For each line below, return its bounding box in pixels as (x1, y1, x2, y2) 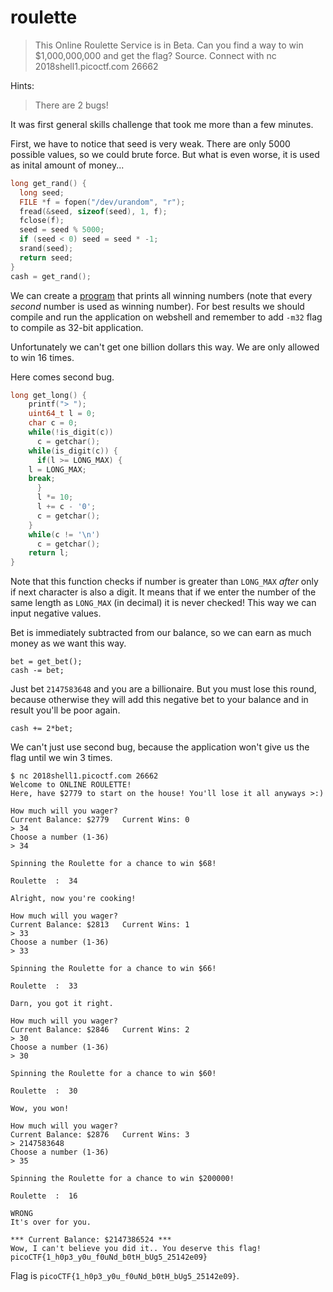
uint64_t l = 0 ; (28, 409, 97, 419)
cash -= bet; (10, 666, 65, 676)
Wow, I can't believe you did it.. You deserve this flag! (10, 1244, 262, 1254)
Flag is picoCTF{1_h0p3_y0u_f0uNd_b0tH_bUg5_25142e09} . (10, 1270, 240, 1282)
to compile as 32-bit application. (10, 321, 144, 333)
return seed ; (19, 252, 74, 263)
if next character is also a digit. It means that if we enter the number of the (10, 586, 317, 598)
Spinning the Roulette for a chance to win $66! (10, 964, 217, 974)
